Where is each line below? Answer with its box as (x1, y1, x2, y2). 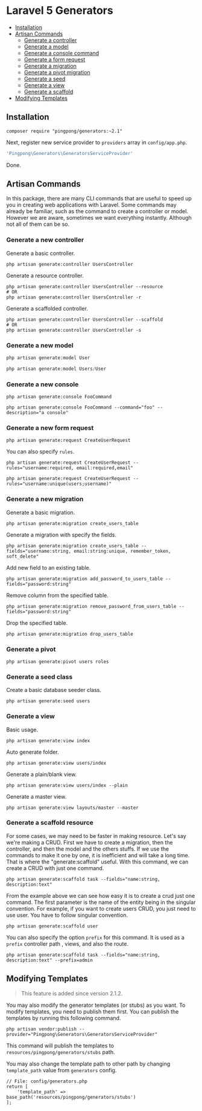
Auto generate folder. (6, 748, 59, 756)
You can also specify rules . (6, 448, 75, 455)
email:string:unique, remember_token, (73, 548, 171, 554)
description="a (6, 410, 45, 416)
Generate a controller (24, 36, 77, 44)
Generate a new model (6, 341, 74, 349)
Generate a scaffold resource (6, 819, 93, 827)
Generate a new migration (6, 495, 84, 503)
